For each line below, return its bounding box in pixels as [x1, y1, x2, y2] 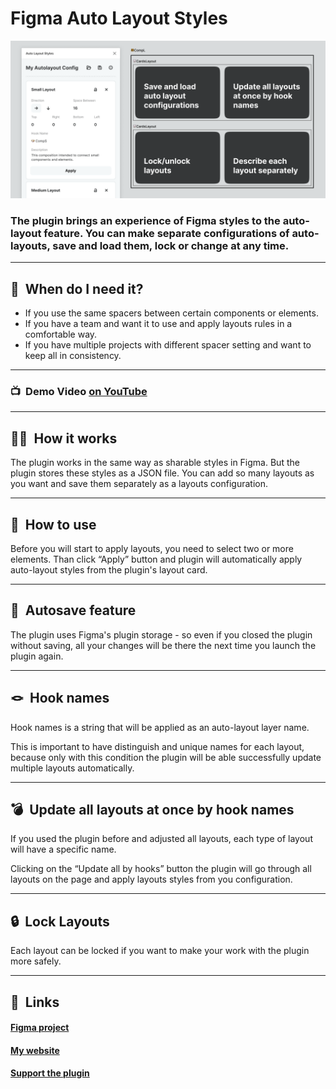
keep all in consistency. [24, 350, 122, 362]
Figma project [10, 1022, 70, 1034]
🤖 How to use [10, 516, 97, 533]
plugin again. [10, 650, 64, 662]
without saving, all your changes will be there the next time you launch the [10, 639, 317, 651]
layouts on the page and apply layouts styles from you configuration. [10, 873, 293, 886]
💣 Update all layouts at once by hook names [10, 801, 295, 818]
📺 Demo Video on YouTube [10, 384, 148, 398]
